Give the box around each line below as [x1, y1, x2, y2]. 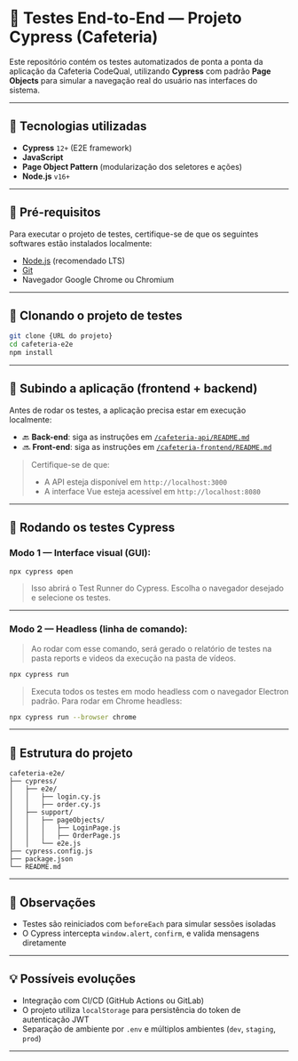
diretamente [21, 937, 67, 948]
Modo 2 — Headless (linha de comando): [9, 623, 188, 635]
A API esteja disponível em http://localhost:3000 [43, 476, 228, 487]
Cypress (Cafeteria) [9, 27, 159, 47]
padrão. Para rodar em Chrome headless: [30, 695, 183, 706]
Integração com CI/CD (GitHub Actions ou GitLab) [21, 995, 205, 1006]
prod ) [21, 1033, 42, 1043]
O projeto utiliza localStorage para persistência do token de [21, 1004, 241, 1015]
